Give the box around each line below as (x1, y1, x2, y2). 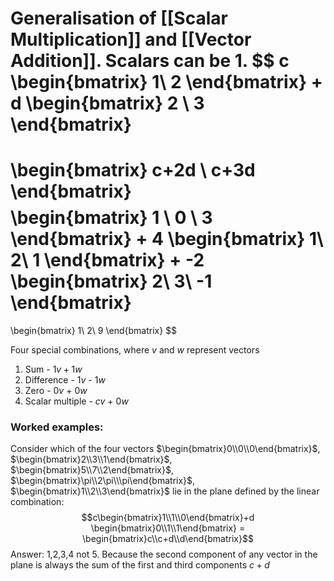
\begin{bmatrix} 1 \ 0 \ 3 (10, 207, 213, 229)
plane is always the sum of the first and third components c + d (10, 559, 270, 571)
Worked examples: (10, 420, 104, 434)
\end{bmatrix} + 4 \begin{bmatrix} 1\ (10, 228, 324, 251)
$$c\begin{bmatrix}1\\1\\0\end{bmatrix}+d (81, 512, 255, 524)
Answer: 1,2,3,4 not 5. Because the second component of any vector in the (10, 548, 318, 561)
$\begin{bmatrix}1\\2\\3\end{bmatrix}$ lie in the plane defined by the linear (10, 485, 320, 497)
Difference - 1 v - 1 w (24, 374, 106, 386)
